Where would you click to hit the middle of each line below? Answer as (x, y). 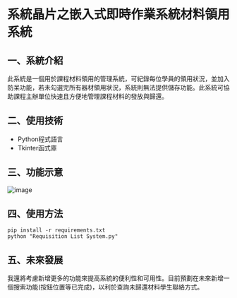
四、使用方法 (35, 214)
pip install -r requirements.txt (56, 230)
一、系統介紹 (35, 60)
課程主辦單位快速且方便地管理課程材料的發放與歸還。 (90, 96)
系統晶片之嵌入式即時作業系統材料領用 (119, 14)
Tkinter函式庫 (37, 148)
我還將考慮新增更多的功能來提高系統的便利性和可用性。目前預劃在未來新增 (115, 278)
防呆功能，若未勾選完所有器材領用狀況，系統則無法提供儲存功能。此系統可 (115, 88)
